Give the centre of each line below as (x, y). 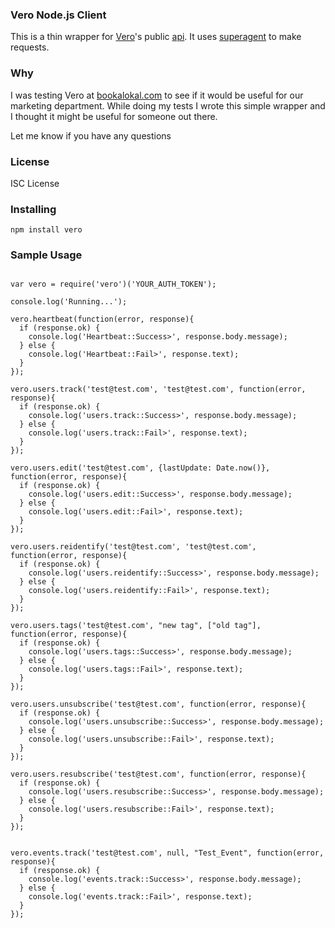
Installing (33, 209)
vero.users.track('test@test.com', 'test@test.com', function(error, (158, 389)
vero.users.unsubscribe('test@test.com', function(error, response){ (158, 704)
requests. (30, 47)
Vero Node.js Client (58, 15)
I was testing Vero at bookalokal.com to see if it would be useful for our (157, 95)
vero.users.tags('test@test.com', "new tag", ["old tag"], (136, 626)
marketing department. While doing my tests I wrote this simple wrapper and (168, 105)
